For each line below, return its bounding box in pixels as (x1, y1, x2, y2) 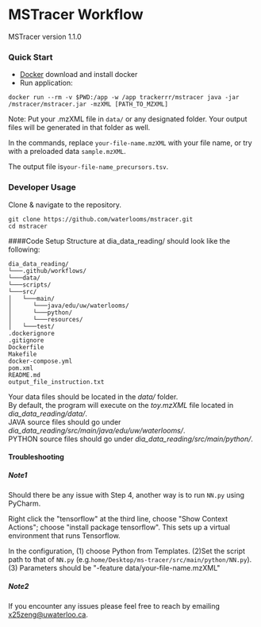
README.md (8, 371, 41, 379)
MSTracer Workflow (8, 6, 144, 24)
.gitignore (8, 336, 44, 344)
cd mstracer (8, 222, 48, 230)
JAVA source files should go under (8, 417, 121, 426)
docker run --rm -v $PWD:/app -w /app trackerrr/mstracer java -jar (8, 94, 240, 102)
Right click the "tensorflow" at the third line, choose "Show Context (8, 514, 228, 524)
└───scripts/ (8, 280, 52, 289)
